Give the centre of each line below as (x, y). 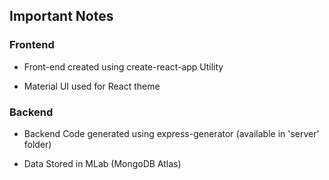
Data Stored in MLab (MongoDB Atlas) (102, 163)
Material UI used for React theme (92, 86)
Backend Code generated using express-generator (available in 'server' (171, 133)
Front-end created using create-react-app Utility (123, 66)
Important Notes (61, 16)
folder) (37, 144)
